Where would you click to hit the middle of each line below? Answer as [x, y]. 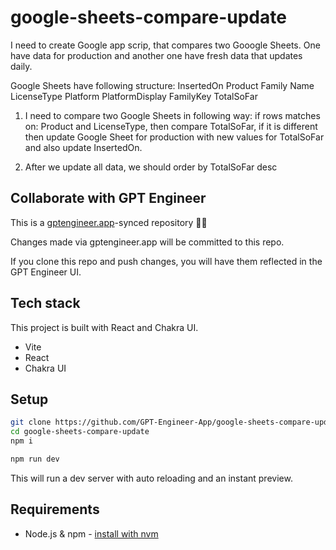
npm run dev [35, 459]
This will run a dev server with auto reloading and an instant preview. [151, 478]
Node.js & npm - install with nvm [91, 533]
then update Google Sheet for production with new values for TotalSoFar [174, 137]
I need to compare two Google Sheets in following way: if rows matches [172, 115]
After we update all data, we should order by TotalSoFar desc [151, 167]
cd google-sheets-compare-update [80, 432]
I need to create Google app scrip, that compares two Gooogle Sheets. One [165, 45]
